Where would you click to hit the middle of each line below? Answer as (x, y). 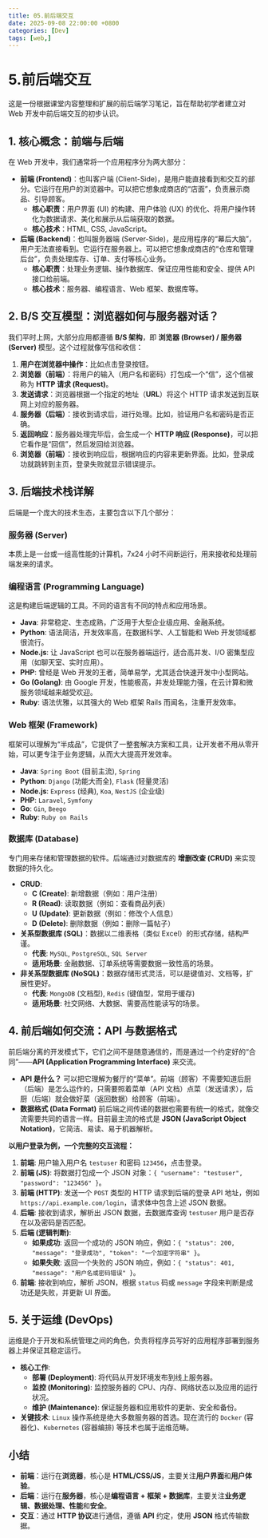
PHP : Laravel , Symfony (56, 800)
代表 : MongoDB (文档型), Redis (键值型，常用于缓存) (113, 993)
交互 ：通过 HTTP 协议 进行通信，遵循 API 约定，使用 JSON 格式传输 (131, 1516)
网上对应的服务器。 (51, 403)
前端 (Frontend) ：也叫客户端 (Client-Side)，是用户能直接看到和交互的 (134, 179)
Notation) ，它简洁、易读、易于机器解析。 (88, 1128)
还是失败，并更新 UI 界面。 (71, 1292)
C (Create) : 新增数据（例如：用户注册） (97, 893)
